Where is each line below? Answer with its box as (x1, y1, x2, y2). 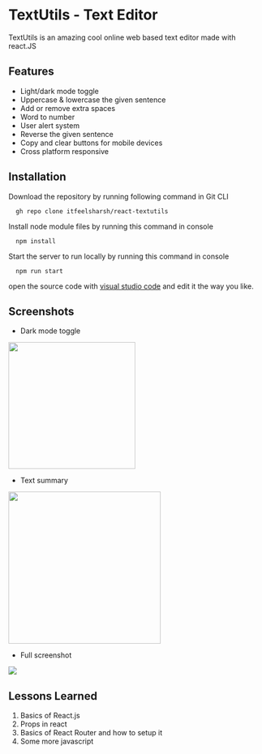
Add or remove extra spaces (19, 103, 116, 113)
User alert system (19, 120, 79, 131)
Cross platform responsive (19, 146, 110, 156)
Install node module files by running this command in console (8, 221, 213, 231)
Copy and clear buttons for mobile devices (19, 138, 163, 148)
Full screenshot (19, 650, 72, 660)
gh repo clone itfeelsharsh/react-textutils (15, 207, 169, 216)
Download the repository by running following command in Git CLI (8, 191, 229, 201)
